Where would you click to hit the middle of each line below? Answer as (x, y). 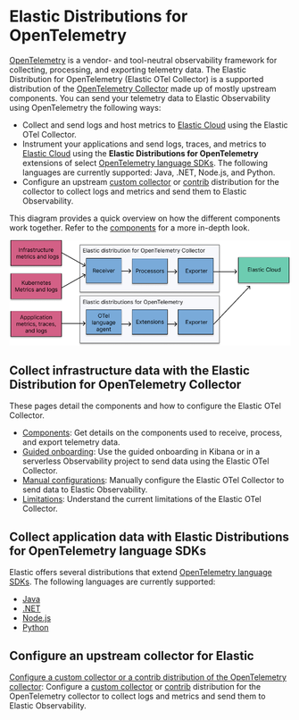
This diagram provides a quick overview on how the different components (145, 218)
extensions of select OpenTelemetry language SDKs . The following (145, 163)
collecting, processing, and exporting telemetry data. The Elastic (128, 70)
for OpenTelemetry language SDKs (108, 551)
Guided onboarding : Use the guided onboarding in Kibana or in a (141, 452)
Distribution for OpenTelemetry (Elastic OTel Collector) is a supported (137, 79)
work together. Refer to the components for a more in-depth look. (129, 227)
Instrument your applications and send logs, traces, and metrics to (144, 144)
